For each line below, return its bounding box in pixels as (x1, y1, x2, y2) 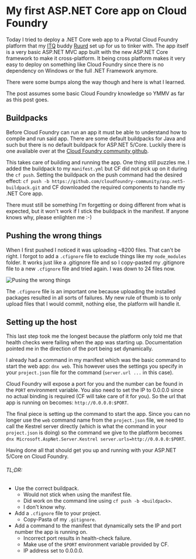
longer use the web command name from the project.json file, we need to (6, 416, 184, 424)
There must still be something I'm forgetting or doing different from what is (6, 201, 186, 208)
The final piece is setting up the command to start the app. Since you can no (6, 411, 191, 418)
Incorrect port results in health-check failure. (23, 534, 132, 541)
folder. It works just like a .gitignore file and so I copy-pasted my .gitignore (6, 259, 185, 266)
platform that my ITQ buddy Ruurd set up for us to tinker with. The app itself (6, 42, 189, 49)
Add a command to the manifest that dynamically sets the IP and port (14, 522, 182, 529)
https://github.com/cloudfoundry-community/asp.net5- (51, 178, 186, 184)
